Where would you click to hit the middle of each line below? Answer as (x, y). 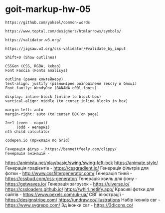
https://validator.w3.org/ (33, 40)
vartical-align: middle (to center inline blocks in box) (67, 101)
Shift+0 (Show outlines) (31, 57)
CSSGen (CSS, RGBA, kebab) (33, 66)
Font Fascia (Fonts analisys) (37, 70)
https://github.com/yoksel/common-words (48, 22)
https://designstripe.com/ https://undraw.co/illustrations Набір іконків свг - (83, 200)
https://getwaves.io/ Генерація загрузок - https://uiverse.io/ (67, 184)
